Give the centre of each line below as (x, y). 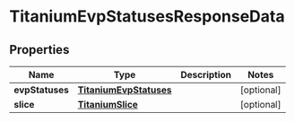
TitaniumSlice (108, 105)
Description (206, 75)
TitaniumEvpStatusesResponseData (147, 17)
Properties (39, 50)
